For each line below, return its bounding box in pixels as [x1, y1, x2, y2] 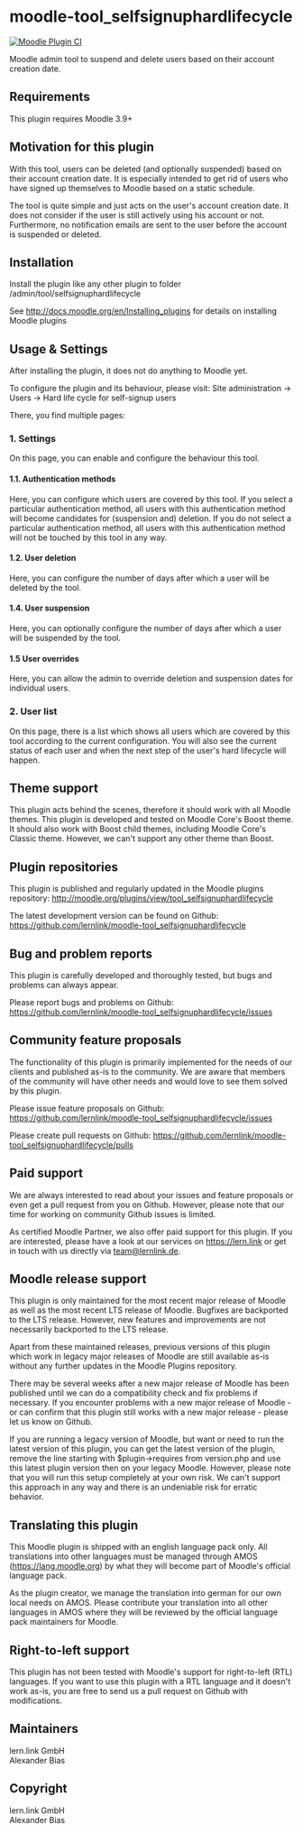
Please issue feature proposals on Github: [9, 1103, 165, 1114]
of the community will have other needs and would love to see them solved [9, 1076, 289, 1086]
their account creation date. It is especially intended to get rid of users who [9, 173, 289, 184]
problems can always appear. [9, 980, 119, 991]
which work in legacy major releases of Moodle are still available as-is [9, 1351, 270, 1362]
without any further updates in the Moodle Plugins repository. [9, 1361, 237, 1371]
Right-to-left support [9, 1643, 130, 1658]
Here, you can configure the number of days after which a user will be [9, 573, 270, 583]
